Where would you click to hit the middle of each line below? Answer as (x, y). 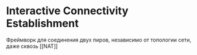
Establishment (42, 23)
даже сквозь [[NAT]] (32, 46)
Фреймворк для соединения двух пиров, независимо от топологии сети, (99, 40)
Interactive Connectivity (67, 11)
